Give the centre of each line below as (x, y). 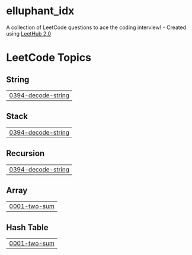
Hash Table (27, 227)
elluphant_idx (40, 11)
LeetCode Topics (49, 58)
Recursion (25, 153)
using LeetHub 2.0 (29, 33)
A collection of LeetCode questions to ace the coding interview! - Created (96, 27)
